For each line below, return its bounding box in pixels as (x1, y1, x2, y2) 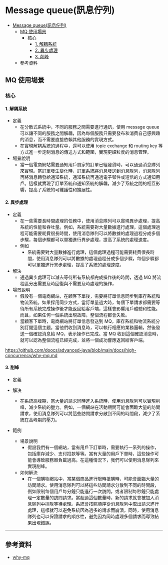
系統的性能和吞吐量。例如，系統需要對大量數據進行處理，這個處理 (19, 224, 156, 230)
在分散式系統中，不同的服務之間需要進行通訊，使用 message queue (19, 124, 159, 130)
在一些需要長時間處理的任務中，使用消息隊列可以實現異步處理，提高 (19, 217, 160, 223)
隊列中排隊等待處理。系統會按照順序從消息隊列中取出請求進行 (31, 501, 159, 507)
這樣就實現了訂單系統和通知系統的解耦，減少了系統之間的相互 (28, 180, 156, 186)
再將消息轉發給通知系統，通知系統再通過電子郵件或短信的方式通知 (19, 174, 156, 180)
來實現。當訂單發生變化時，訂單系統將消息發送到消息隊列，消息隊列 (19, 168, 160, 174)
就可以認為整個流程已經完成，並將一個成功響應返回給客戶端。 (19, 337, 147, 343)
